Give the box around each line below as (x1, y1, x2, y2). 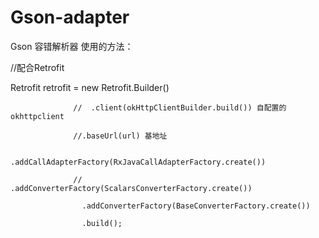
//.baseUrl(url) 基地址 (73, 131, 168, 141)
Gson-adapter (10, 6, 130, 29)
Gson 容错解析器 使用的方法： (10, 40, 134, 52)
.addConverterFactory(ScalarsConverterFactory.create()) (10, 183, 253, 193)
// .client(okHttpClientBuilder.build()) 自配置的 (73, 102, 287, 113)
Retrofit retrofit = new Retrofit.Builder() (10, 81, 170, 93)
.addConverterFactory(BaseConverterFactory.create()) (81, 201, 311, 211)
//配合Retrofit (10, 61, 65, 73)
